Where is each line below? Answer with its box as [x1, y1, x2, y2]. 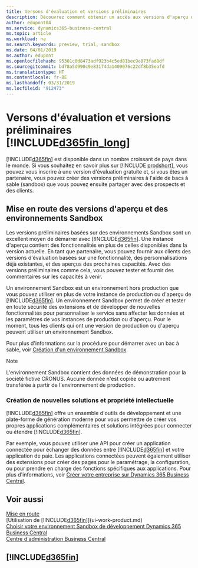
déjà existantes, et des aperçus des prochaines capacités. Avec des [6, 260, 171, 267]
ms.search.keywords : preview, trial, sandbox [6, 42, 120, 48]
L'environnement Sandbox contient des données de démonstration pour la [6, 368, 186, 376]
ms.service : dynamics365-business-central [6, 25, 112, 31]
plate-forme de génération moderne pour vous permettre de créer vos [6, 416, 177, 423]
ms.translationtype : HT [6, 69, 65, 75]
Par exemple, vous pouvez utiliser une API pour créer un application [6, 439, 171, 446]
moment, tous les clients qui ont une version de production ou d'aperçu [6, 322, 180, 329]
